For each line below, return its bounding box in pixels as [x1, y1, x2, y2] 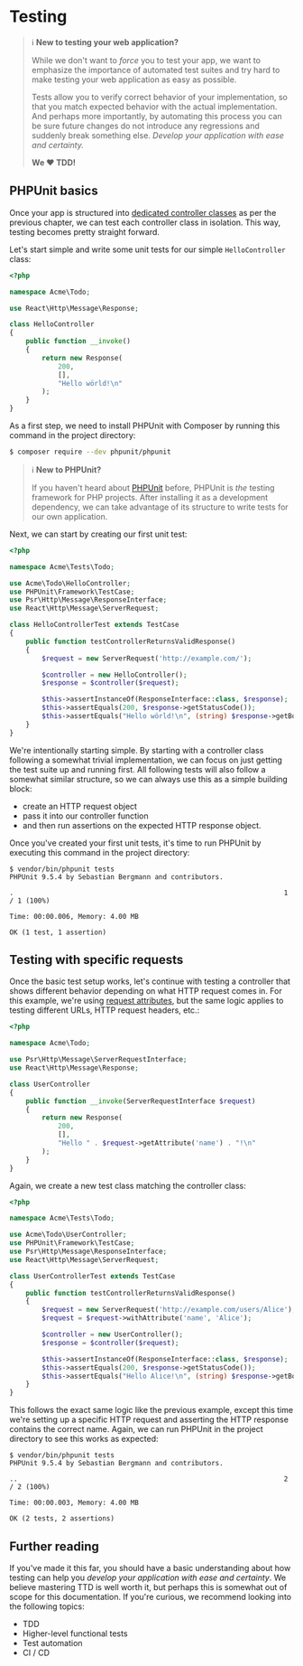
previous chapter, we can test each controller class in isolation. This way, [9, 217, 281, 228]
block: [9, 783, 33, 794]
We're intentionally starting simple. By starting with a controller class [9, 744, 264, 755]
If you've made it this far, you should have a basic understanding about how [9, 1563, 291, 1573]
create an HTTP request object [22, 800, 138, 811]
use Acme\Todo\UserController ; [9, 1231, 127, 1240]
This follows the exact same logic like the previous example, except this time [9, 1405, 294, 1416]
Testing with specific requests [9, 952, 184, 968]
